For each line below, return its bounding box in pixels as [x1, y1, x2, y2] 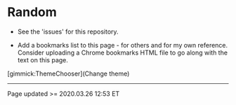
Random [7, 4, 58, 20]
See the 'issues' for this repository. [17, 27, 119, 36]
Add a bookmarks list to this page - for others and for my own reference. [17, 41, 228, 49]
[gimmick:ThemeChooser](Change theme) [7, 69, 130, 78]
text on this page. [17, 55, 69, 64]
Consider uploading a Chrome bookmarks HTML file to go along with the [17, 48, 228, 57]
